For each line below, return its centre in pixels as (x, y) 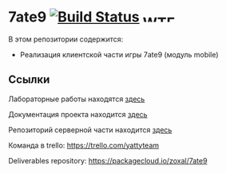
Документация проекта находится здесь (78, 114)
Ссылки (29, 80)
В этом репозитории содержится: (66, 39)
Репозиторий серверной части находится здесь (90, 130)
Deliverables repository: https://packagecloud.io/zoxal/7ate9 (108, 160)
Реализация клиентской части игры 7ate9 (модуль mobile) (119, 54)
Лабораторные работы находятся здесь (77, 99)
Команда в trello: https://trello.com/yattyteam (84, 145)
